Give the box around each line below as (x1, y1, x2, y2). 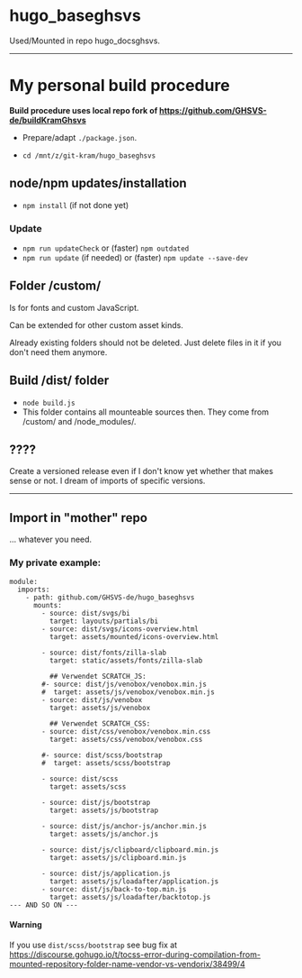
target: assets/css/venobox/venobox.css (49, 735, 203, 744)
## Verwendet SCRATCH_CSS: (49, 718, 151, 728)
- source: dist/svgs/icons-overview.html (41, 624, 200, 634)
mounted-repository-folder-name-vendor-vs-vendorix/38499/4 (9, 958, 245, 969)
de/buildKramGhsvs (9, 114, 87, 125)
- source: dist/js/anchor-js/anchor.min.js (41, 821, 207, 830)
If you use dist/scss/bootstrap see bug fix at (9, 939, 178, 950)
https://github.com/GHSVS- (158, 105, 267, 115)
